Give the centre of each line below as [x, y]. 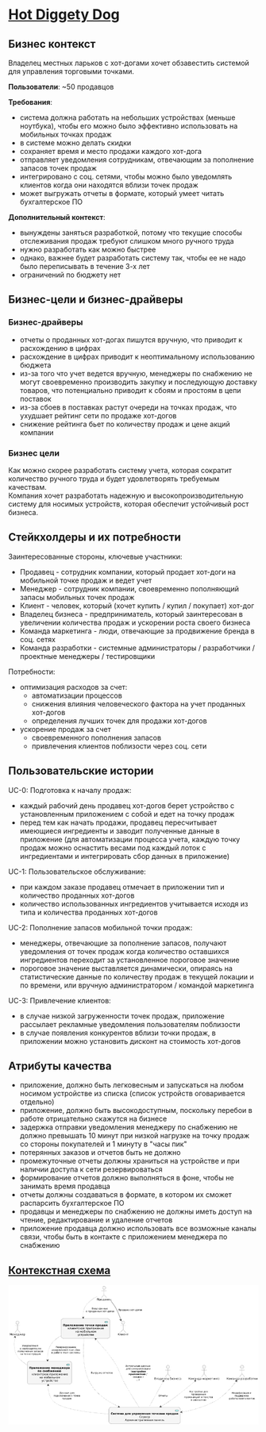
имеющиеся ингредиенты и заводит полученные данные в [120, 830]
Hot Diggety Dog [64, 15]
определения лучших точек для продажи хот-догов [120, 721]
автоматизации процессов [77, 695]
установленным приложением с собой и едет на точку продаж [127, 814]
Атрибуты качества [60, 1066]
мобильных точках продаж [66, 134]
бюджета [35, 365]
